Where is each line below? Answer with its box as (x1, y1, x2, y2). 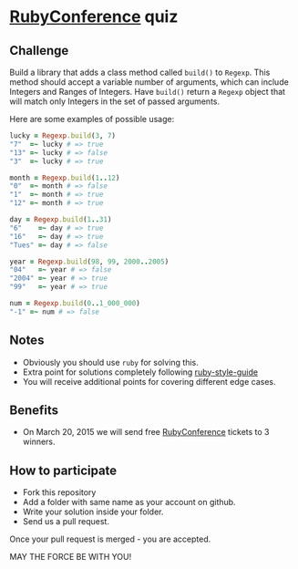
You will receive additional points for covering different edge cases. (22, 376, 276, 387)
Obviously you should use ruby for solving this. (22, 357, 199, 367)
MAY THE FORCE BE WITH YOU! (9, 552, 132, 563)
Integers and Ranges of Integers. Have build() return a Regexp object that (9, 87, 285, 97)
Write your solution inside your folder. (22, 506, 164, 517)
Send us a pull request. (22, 516, 109, 527)
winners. (22, 436, 57, 448)
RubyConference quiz (9, 6, 179, 27)
